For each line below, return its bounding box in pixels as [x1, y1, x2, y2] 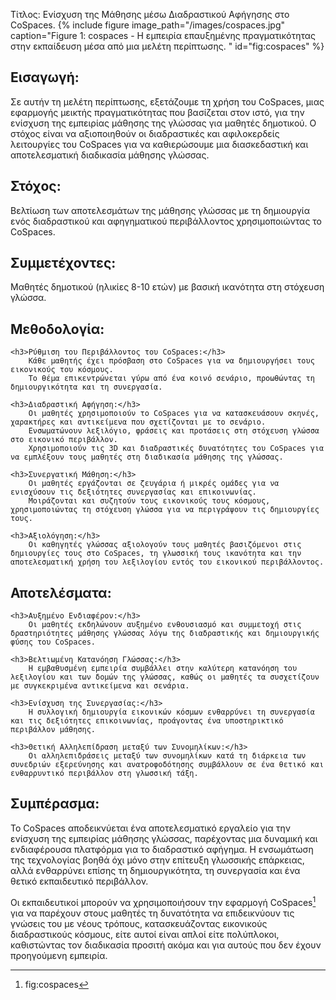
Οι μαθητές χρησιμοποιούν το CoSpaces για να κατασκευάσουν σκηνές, [28, 409, 320, 419]
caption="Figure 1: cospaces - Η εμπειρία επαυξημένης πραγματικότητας [10, 30, 317, 41]
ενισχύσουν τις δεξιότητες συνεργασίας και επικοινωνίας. [10, 487, 257, 498]
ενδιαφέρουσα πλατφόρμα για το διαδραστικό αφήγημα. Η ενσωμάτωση [10, 843, 314, 855]
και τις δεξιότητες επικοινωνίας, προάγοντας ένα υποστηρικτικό [10, 716, 284, 726]
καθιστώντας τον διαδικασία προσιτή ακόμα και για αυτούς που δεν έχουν [10, 939, 322, 951]
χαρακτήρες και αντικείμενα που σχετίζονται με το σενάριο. [10, 417, 267, 428]
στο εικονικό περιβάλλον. [10, 435, 118, 445]
